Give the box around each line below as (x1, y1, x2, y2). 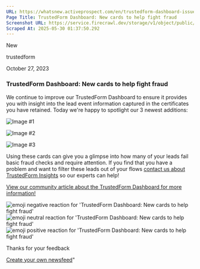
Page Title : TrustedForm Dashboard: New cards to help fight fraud (6, 14, 177, 20)
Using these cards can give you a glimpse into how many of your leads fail (6, 152, 189, 160)
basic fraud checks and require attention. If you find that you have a (6, 159, 173, 166)
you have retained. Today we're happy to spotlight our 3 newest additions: (6, 106, 188, 114)
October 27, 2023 (6, 65, 49, 72)
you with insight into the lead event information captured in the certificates (6, 100, 189, 107)
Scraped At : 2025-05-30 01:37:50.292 (6, 25, 100, 32)
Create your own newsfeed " (6, 256, 76, 263)
